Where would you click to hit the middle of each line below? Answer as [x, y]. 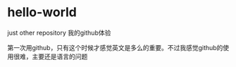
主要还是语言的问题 [60, 56]
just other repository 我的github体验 [59, 32]
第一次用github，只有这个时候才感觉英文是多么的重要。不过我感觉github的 [115, 47]
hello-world [42, 12]
